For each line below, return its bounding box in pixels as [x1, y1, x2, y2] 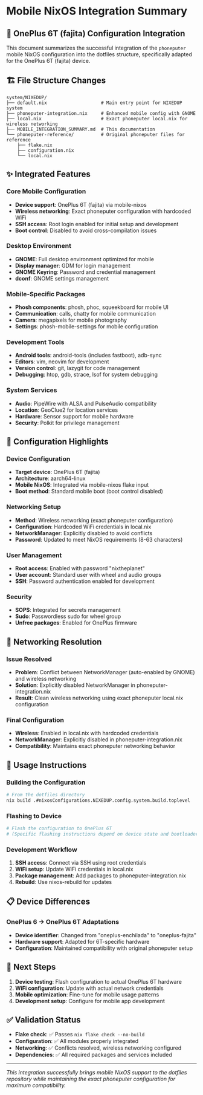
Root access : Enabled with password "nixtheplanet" [14, 564, 145, 572]
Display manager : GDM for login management [14, 262, 131, 269]
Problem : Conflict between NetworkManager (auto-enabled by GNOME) [14, 668, 195, 675]
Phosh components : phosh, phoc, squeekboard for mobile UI [14, 304, 169, 311]
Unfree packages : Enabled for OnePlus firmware [14, 619, 137, 626]
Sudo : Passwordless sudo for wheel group [14, 612, 121, 620]
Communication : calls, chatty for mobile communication [14, 310, 156, 317]
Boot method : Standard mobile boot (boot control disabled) [14, 488, 163, 495]
